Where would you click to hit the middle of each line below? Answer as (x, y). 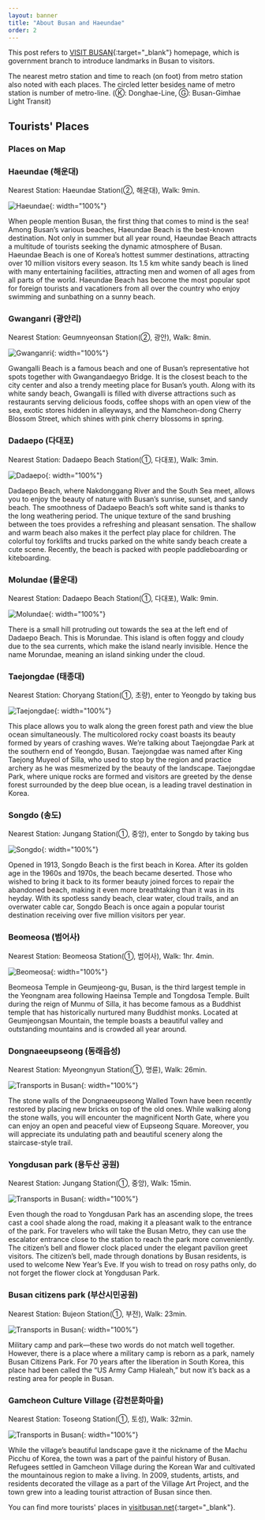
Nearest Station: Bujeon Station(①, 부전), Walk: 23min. (98, 1314)
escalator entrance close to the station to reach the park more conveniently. (131, 1240)
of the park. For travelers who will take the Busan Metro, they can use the (127, 1231)
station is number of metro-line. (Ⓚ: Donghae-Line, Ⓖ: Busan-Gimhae (125, 93)
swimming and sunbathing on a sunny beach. (82, 296)
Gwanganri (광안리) (45, 318)
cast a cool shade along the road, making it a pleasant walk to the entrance (130, 1223)
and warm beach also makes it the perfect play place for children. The (122, 532)
